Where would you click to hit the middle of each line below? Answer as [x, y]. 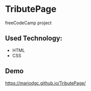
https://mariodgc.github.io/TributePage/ [45, 83]
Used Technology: [34, 38]
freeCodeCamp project [28, 23]
